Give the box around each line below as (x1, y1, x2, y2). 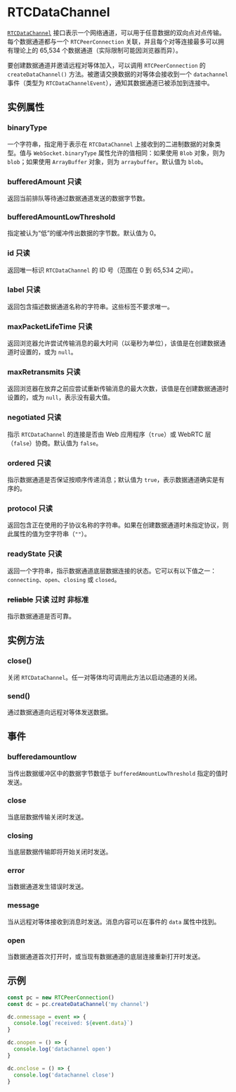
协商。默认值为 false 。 (34, 438, 103, 447)
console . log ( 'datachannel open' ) (13, 1046, 112, 1053)
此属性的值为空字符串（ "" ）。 (7, 530, 91, 538)
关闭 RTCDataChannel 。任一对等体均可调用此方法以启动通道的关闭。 (7, 673, 202, 681)
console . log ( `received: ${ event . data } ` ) (13, 1019, 133, 1027)
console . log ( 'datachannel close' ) (13, 1072, 114, 1079)
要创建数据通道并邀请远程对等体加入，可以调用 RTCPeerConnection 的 (7, 61, 206, 69)
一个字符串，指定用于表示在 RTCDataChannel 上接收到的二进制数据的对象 (7, 139, 216, 148)
